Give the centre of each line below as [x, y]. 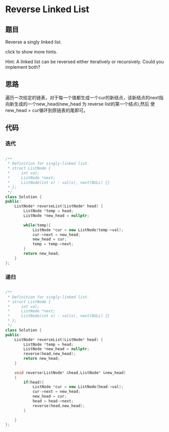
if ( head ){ [34, 382]
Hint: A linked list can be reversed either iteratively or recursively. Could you [84, 62]
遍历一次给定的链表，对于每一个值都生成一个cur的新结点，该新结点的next [82, 97]
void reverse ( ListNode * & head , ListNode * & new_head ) [70, 372]
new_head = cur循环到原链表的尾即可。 [47, 110]
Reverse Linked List [47, 9]
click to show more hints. [31, 52]
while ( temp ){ [37, 225]
